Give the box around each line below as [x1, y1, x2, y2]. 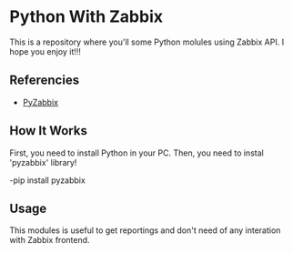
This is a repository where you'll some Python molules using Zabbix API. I [9, 36, 285, 47]
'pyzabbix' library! [9, 157, 77, 167]
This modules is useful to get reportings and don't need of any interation [9, 225, 281, 236]
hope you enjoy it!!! [9, 46, 82, 56]
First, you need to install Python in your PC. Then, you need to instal [9, 147, 264, 158]
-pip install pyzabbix [9, 175, 86, 186]
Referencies [9, 73, 80, 88]
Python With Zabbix [9, 6, 164, 27]
